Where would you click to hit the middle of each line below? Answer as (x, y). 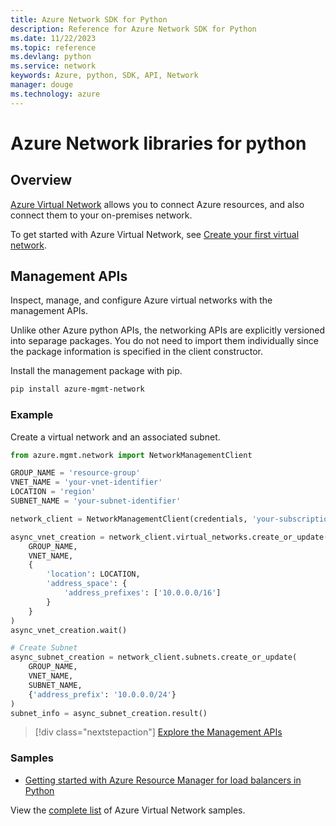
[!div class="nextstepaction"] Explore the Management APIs (158, 732)
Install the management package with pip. (96, 371)
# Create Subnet (44, 648)
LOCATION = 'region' (53, 492)
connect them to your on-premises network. (101, 215)
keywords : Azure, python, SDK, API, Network (104, 76)
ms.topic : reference (53, 47)
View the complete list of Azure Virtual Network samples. (128, 810)
